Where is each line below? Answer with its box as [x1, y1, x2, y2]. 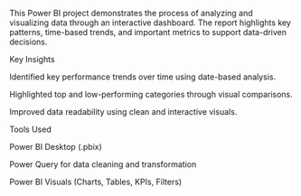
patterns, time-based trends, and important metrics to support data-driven [9, 27, 287, 37]
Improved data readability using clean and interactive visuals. [9, 107, 238, 117]
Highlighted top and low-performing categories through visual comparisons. [9, 89, 294, 99]
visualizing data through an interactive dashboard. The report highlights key [9, 17, 292, 28]
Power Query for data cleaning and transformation [9, 159, 197, 170]
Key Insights [9, 54, 56, 64]
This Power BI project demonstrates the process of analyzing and [9, 8, 253, 18]
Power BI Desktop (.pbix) [9, 142, 102, 152]
